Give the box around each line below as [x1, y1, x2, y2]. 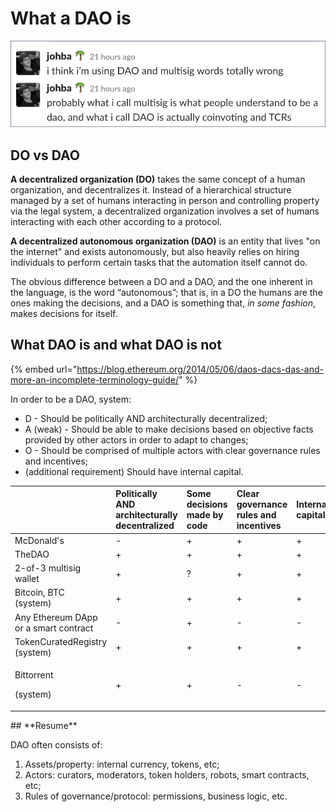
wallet [14, 573, 40, 585]
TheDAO [14, 548, 50, 560]
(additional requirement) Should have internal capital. [24, 465, 244, 477]
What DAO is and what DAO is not [10, 337, 222, 354]
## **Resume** [10, 719, 78, 731]
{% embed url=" [10, 363, 78, 375]
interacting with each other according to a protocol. [10, 215, 223, 227]
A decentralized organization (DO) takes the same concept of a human [10, 173, 306, 185]
